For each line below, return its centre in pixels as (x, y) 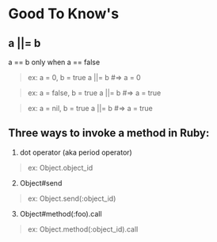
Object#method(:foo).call (61, 213)
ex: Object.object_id (60, 167)
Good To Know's (64, 14)
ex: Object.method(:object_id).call (83, 229)
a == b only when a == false (54, 62)
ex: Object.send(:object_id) (72, 198)
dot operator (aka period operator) (76, 152)
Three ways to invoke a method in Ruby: (109, 133)
